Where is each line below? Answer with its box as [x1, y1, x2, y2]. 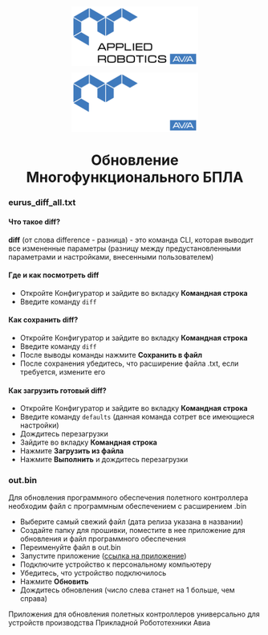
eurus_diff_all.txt [8, 197, 76, 208]
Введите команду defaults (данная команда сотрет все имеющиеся [19, 412, 254, 422]
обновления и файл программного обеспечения [19, 534, 186, 544]
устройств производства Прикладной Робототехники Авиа [8, 618, 211, 628]
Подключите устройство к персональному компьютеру [19, 559, 212, 569]
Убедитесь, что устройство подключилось [19, 568, 167, 578]
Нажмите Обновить [19, 577, 89, 587]
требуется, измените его [19, 367, 106, 376]
